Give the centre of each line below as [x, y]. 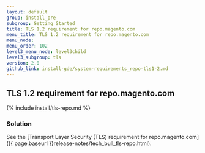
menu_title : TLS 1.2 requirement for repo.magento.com [78, 35]
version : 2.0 [23, 63]
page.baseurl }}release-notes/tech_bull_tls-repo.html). [83, 143]
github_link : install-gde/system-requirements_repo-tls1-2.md [87, 69]
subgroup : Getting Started [41, 23]
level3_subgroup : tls [34, 57]
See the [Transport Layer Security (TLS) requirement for [77, 137]
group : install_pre [31, 18]
